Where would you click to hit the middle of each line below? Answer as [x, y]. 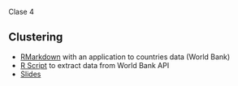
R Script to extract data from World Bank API [95, 65]
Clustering [36, 37]
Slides [30, 74]
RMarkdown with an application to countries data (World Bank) [125, 57]
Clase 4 [22, 12]
